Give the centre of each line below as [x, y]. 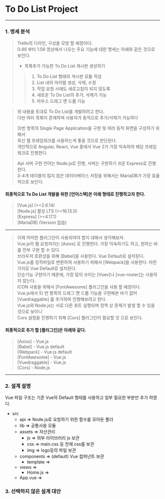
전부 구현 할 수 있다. [41, 250]
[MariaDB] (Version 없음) [42, 222]
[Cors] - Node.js [34, 367]
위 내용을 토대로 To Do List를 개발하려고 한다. [61, 111]
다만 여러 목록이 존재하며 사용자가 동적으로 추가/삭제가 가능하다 [78, 118]
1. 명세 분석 [17, 32]
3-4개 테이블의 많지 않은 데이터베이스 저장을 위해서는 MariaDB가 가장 [84, 176]
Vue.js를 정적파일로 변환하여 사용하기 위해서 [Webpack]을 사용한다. [82, 262]
